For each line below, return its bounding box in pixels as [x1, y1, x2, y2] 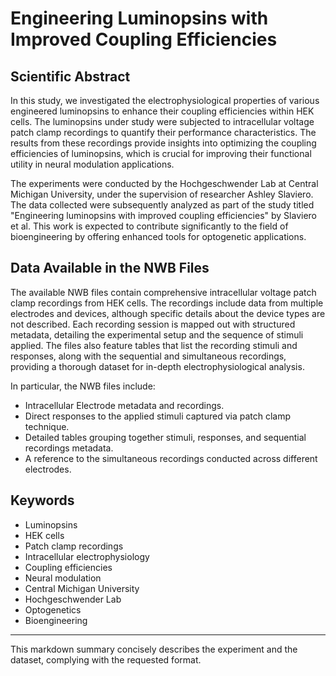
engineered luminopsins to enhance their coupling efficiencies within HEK [10, 105, 315, 117]
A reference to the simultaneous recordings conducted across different [24, 452, 318, 464]
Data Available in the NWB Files [10, 260, 210, 277]
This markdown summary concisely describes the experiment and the [10, 643, 298, 655]
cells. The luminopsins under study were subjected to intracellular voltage [10, 116, 315, 127]
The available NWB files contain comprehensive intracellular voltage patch [10, 286, 317, 298]
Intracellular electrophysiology [24, 550, 150, 562]
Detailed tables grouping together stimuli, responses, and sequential [24, 431, 307, 443]
